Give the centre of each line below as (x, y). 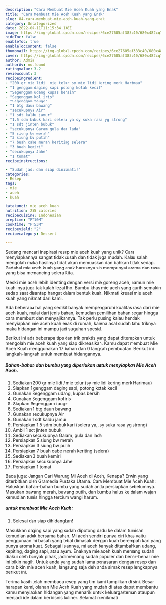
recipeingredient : (24, 78)
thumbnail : (17, 51)
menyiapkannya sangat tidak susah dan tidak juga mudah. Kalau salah (77, 257)
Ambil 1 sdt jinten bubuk (37, 430)
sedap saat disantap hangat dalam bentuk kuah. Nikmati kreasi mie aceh (79, 293)
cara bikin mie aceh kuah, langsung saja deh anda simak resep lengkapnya (82, 567)
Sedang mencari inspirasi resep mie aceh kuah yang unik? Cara (70, 252)
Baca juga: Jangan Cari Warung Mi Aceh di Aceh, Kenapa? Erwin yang (77, 476)
